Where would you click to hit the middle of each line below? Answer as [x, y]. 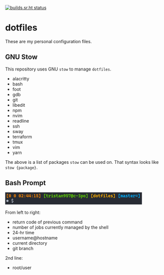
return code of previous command [47, 222]
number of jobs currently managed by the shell [60, 227]
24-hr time [23, 232]
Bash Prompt [26, 183]
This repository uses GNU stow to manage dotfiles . [58, 69]
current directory [30, 243]
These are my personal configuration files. [48, 41]
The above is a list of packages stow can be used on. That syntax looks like [82, 162]
